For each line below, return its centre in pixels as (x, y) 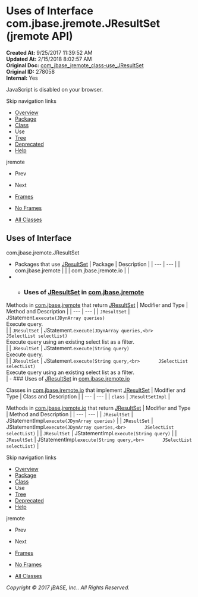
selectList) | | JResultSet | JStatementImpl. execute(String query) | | (92, 433)
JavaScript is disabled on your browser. (55, 89)
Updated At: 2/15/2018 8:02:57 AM (49, 59)
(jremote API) (40, 36)
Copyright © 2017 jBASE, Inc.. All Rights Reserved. (68, 587)
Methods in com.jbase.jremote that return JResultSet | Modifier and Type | (97, 305)
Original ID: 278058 (31, 71)
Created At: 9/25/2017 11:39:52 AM (50, 52)
